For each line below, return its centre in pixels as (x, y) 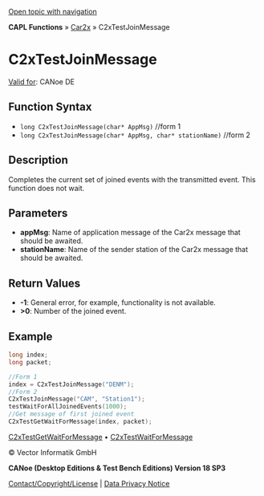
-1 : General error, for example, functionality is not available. (118, 303)
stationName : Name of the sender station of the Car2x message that (134, 250)
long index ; (28, 355)
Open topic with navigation (53, 12)
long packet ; (30, 362)
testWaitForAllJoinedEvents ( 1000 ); (68, 407)
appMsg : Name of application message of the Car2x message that (130, 233)
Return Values (45, 283)
